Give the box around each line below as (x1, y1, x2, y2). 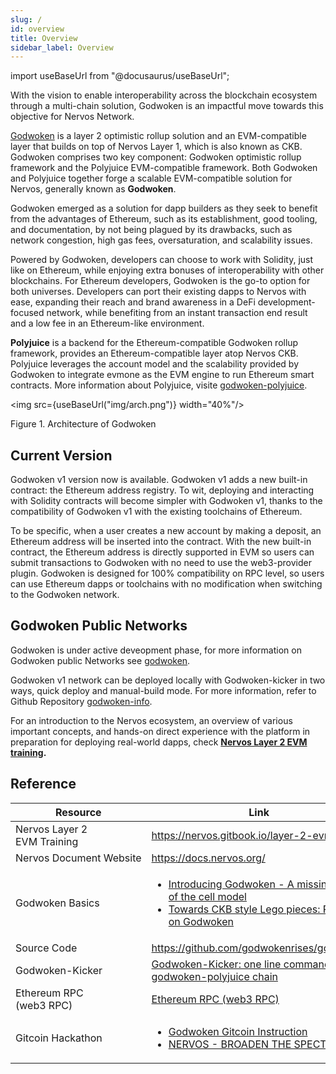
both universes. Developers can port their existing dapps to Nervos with (10, 286, 307, 298)
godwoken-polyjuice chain (151, 969, 278, 983)
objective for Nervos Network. (10, 111, 135, 123)
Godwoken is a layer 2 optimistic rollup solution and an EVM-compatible (10, 130, 307, 142)
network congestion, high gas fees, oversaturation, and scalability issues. (10, 234, 313, 246)
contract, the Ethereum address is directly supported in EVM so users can (10, 546, 315, 558)
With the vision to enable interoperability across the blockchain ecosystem (10, 89, 318, 101)
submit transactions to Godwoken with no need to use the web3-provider (10, 557, 313, 569)
